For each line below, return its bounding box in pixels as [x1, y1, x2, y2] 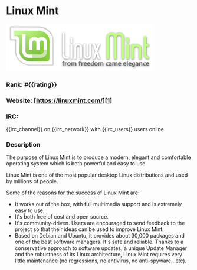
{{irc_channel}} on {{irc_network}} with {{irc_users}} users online [6, 126, 164, 133]
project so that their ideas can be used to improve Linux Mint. [14, 226, 164, 233]
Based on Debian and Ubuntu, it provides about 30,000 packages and [14, 232, 185, 239]
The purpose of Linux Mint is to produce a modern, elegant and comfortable [6, 154, 191, 161]
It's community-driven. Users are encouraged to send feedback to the [14, 220, 185, 227]
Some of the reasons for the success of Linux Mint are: [6, 189, 140, 196]
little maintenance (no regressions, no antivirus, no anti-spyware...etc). [14, 257, 187, 264]
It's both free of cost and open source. [14, 213, 109, 220]
